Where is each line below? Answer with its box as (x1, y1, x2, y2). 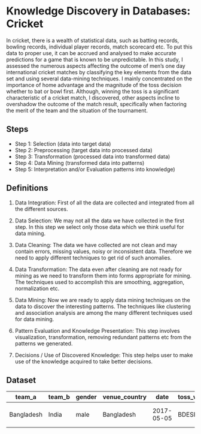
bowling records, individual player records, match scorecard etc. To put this (6, 43, 193, 50)
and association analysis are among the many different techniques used (14, 309, 193, 316)
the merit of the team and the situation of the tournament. (6, 107, 148, 114)
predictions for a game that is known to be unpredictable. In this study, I (6, 56, 184, 63)
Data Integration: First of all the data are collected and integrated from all (14, 199, 194, 206)
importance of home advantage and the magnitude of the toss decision (6, 81, 182, 88)
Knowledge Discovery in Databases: (6, 4, 191, 18)
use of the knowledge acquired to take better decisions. (14, 358, 153, 365)
